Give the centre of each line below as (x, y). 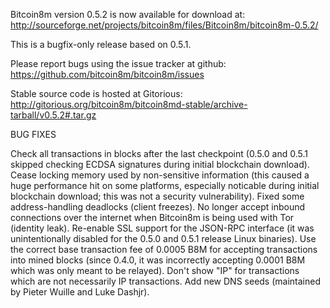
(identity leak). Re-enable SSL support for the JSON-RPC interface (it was (162, 228)
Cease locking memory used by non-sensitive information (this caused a (160, 175)
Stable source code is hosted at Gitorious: (96, 93)
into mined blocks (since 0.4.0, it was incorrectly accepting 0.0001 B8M (158, 260)
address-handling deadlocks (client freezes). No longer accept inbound (158, 207)
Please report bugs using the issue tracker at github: (118, 63)
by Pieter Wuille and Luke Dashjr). (80, 292)
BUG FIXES (33, 134)
